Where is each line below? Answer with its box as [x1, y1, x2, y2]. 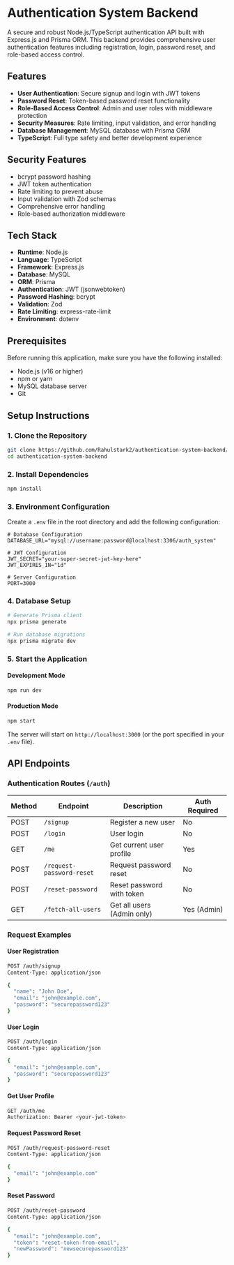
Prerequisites [7, 335, 67, 347]
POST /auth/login [7, 1038, 58, 1045]
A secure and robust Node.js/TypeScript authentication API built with [7, 28, 205, 36]
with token [109, 889, 144, 898]
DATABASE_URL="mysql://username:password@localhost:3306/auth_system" [7, 538, 217, 545]
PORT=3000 [7, 580, 36, 587]
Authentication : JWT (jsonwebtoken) [17, 285, 125, 294]
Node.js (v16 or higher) [17, 367, 84, 376]
